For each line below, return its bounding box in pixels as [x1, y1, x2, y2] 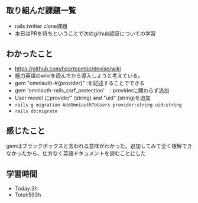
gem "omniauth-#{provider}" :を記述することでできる [14, 79, 145, 86]
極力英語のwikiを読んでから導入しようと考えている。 [14, 72, 144, 79]
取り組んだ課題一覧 [6, 5, 76, 16]
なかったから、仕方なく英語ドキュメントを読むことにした [6, 150, 146, 157]
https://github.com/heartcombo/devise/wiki [14, 65, 121, 72]
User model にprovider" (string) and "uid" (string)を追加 [14, 94, 151, 101]
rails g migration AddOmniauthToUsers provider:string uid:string [14, 102, 182, 108]
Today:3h [14, 185, 38, 192]
